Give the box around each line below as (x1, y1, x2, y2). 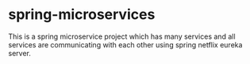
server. (8, 48, 32, 58)
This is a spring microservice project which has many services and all (8, 32, 236, 41)
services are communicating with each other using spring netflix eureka (8, 40, 243, 49)
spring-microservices (8, 6, 156, 24)
